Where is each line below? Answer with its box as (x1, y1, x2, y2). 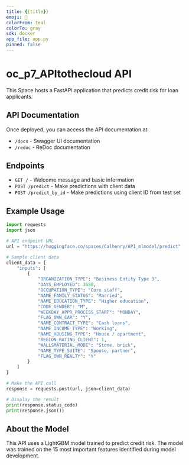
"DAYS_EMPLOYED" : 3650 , (37, 282, 96, 288)
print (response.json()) (6, 408, 65, 414)
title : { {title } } (6, 8, 49, 15)
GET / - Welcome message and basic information (14, 176, 135, 183)
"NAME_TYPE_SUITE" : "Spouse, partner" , (37, 347, 136, 354)
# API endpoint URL (6, 238, 54, 244)
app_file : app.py (6, 36, 49, 42)
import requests (6, 222, 46, 228)
